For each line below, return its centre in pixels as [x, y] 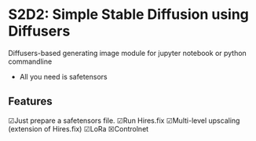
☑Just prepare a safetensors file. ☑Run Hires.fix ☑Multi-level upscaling [124, 121]
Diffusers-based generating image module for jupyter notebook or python [128, 53]
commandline [30, 61]
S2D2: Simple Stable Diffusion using [129, 15]
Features [30, 101]
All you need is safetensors [63, 76]
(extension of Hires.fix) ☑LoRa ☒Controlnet [79, 128]
